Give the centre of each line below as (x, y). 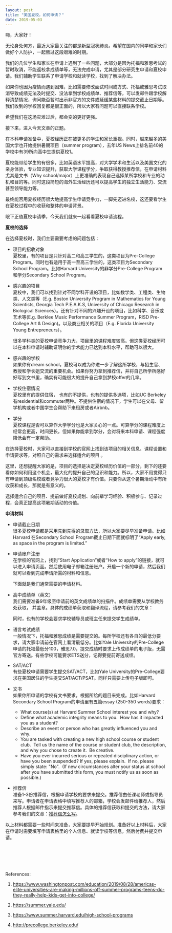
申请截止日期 (26, 525)
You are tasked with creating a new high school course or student (90, 739)
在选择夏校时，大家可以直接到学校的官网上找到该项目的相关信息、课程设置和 (86, 449)
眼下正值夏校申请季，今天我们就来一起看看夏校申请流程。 (66, 217)
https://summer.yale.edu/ (39, 905)
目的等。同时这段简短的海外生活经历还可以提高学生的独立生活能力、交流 (90, 182)
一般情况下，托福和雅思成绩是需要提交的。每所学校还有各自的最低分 (84, 636)
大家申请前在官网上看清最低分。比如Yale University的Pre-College (95, 642)
